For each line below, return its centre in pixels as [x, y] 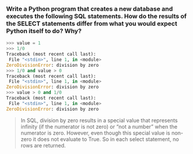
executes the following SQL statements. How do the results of [97, 16]
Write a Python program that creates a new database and [89, 9]
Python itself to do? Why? [44, 31]
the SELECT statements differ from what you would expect [92, 24]
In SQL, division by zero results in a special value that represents [99, 120]
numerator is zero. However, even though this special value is [95, 133]
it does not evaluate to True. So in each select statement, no [106, 139]
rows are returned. [43, 145]
